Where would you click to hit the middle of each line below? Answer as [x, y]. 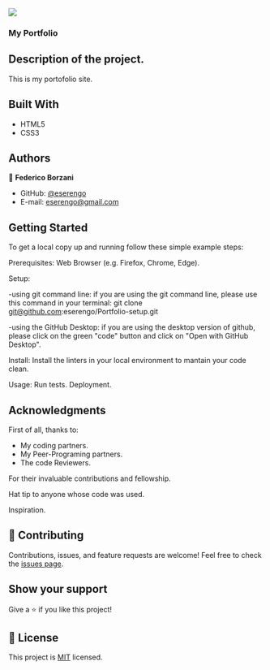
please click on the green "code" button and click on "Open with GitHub [129, 336]
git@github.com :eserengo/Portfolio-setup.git [84, 312]
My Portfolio [33, 32]
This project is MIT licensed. [56, 657]
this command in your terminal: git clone [76, 303]
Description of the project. [76, 60]
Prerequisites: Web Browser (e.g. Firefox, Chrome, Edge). [104, 263]
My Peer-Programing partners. [71, 454]
